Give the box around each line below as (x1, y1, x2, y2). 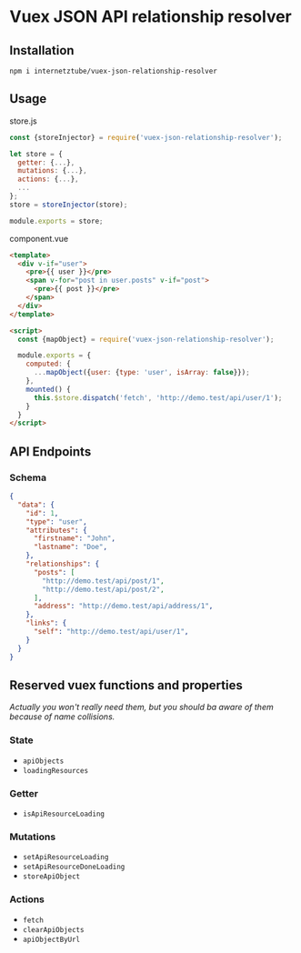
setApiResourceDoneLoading (22, 862, 125, 872)
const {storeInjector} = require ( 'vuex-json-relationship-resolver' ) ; (9, 133, 283, 142)
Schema (9, 471, 47, 484)
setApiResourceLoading (22, 853, 109, 862)
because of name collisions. (9, 711, 115, 722)
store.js (9, 115, 38, 126)
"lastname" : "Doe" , (33, 543, 107, 552)
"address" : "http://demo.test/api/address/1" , (33, 602, 214, 611)
